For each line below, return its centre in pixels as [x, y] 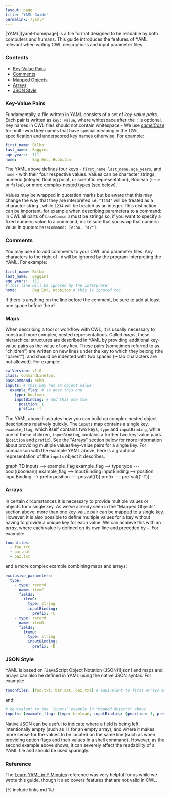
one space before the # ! [30, 306]
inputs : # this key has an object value [49, 386]
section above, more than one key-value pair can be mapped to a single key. [85, 512]
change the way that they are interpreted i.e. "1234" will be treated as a [79, 200]
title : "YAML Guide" [27, 15]
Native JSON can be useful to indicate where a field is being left [72, 724]
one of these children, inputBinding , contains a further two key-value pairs [83, 435]
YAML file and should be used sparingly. [47, 751]
